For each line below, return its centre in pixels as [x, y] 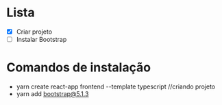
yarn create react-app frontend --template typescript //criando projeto [116, 86]
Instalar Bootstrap [41, 39]
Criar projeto [34, 32]
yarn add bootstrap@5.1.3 [52, 94]
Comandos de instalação [79, 68]
